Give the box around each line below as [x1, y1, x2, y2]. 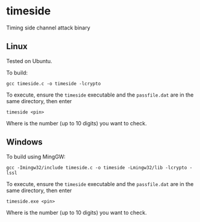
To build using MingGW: [6, 153, 66, 160]
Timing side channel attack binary [6, 24, 90, 31]
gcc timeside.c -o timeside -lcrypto [6, 80, 101, 86]
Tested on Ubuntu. [6, 57, 52, 64]
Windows [6, 137, 43, 148]
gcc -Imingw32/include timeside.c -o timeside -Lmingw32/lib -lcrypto [6, 164, 187, 170]
